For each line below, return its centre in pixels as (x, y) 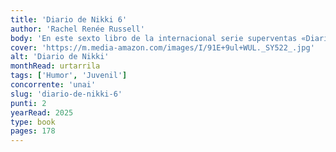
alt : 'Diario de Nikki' (60, 57)
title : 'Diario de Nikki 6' (69, 19)
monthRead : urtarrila (55, 66)
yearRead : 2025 (42, 112)
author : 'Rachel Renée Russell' (77, 29)
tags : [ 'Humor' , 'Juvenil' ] (69, 76)
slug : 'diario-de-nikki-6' (66, 94)
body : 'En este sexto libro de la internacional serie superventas (154, 38)
